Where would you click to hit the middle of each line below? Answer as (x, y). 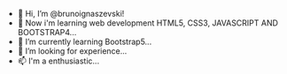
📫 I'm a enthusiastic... (58, 61)
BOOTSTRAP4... (47, 32)
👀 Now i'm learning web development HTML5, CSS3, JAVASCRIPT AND (148, 23)
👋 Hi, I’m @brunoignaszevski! (71, 14)
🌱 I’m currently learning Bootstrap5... (85, 41)
